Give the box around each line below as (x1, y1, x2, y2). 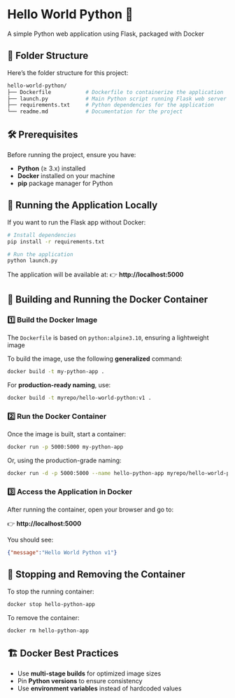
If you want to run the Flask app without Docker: (7, 217, 146, 227)
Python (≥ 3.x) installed (17, 164, 86, 173)
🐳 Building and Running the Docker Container (7, 293, 208, 305)
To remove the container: (7, 613, 80, 622)
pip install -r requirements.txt (7, 238, 105, 245)
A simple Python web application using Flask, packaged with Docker (7, 29, 205, 38)
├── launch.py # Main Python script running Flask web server (7, 95, 227, 102)
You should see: (7, 536, 54, 544)
